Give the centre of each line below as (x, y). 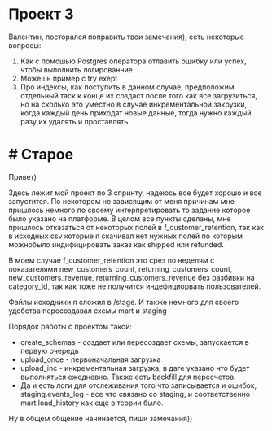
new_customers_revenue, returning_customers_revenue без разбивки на (132, 277)
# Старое (41, 155)
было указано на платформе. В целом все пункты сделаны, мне (120, 218)
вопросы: (25, 45)
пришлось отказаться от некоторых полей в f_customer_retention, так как (136, 227)
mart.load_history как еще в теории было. (92, 403)
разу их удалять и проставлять (74, 121)
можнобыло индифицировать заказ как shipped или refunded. (116, 244)
